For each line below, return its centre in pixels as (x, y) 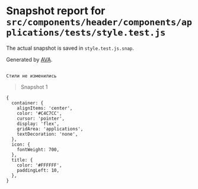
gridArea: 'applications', (50, 129)
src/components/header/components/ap (99, 22)
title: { (22, 160)
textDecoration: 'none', (47, 134)
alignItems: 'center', (45, 108)
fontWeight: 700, (38, 150)
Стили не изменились (32, 76)
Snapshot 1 (34, 87)
